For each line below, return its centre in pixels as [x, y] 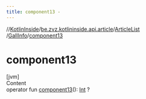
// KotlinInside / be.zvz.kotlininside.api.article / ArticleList [73, 29]
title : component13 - [33, 12]
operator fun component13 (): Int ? [48, 89]
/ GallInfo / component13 [35, 35]
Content [16, 83]
